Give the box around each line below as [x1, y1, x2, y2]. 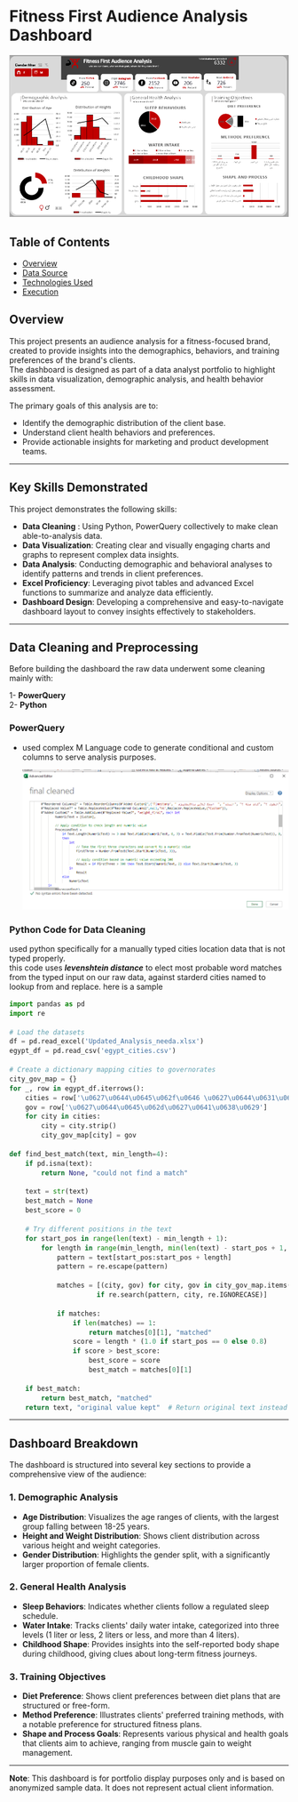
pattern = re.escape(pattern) [56, 1262, 169, 1271]
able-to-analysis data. [21, 530, 103, 541]
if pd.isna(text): [25, 1159, 93, 1168]
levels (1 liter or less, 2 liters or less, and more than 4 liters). [21, 1629, 239, 1640]
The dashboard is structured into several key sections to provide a [9, 1460, 251, 1470]
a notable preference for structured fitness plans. [21, 1719, 202, 1730]
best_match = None [25, 1196, 93, 1206]
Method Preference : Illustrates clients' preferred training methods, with [21, 1709, 284, 1720]
